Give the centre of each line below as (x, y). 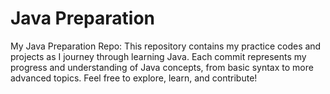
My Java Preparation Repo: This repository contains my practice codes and (166, 46)
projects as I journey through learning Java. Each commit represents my (158, 56)
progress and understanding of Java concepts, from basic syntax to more (162, 67)
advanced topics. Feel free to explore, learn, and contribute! (134, 78)
